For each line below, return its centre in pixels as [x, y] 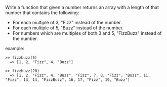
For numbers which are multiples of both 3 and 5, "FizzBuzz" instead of [87, 33]
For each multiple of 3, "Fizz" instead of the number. [67, 23]
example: [15, 48]
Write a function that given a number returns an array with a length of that [82, 7]
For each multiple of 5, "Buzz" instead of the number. [68, 28]
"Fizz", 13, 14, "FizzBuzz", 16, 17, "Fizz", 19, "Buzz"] [68, 80]
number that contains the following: [42, 13]
